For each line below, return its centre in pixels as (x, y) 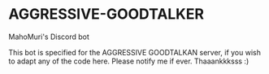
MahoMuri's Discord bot (49, 37)
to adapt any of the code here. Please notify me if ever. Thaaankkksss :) (129, 61)
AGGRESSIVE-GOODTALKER (106, 14)
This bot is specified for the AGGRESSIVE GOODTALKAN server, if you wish (135, 52)
